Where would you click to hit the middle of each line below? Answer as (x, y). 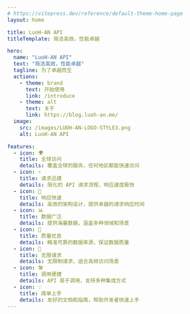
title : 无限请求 (41, 255)
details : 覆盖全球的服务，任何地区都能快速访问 (80, 166)
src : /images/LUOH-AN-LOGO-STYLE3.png (75, 128)
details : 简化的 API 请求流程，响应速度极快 (77, 185)
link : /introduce (50, 96)
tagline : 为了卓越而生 (43, 70)
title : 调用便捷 (41, 274)
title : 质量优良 (41, 236)
